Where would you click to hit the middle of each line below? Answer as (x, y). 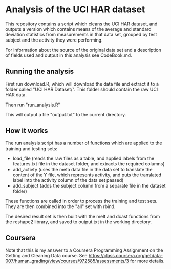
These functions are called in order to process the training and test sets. (81, 201)
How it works (27, 131)
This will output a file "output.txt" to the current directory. (66, 114)
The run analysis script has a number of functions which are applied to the (84, 143)
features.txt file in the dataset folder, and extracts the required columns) (89, 164)
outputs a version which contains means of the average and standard (79, 29)
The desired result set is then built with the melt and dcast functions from (83, 216)
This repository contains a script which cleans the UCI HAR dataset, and (81, 24)
